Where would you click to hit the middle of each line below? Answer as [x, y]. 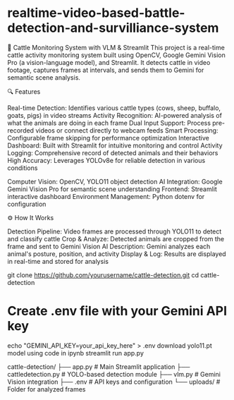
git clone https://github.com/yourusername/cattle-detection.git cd [103, 275]
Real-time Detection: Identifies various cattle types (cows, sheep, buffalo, [114, 108]
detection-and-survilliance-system [113, 28]
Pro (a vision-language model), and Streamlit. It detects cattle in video [109, 62]
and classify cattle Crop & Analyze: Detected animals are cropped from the [116, 238]
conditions [23, 168]
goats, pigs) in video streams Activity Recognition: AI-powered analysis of [115, 115]
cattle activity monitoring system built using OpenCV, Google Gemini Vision [116, 55]
